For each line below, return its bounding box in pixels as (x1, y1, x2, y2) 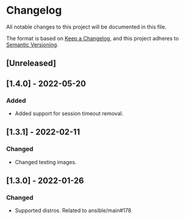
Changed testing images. (14, 158, 77, 165)
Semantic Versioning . (6, 41, 58, 48)
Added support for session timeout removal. (14, 110, 124, 117)
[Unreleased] (6, 58, 57, 68)
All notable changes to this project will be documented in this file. (6, 23, 167, 30)
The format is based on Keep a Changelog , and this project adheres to (6, 34, 179, 42)
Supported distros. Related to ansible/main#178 (14, 207, 131, 214)
